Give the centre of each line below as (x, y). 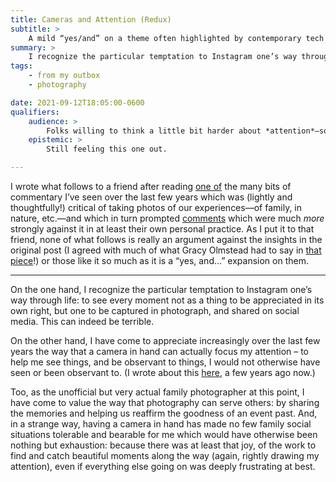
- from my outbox (64, 76)
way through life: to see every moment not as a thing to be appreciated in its (167, 300)
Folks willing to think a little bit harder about (154, 131)
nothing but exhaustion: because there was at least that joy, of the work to (163, 445)
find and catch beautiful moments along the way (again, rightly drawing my (165, 455)
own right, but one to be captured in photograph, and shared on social (155, 310)
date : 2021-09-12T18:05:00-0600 (77, 102)
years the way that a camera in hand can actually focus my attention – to (160, 351)
